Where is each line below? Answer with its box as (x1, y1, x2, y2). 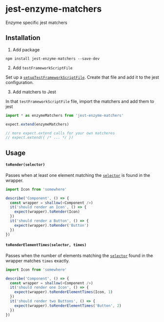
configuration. (5, 79, 34, 85)
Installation (5, 34, 41, 42)
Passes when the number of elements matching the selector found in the (5, 253, 153, 258)
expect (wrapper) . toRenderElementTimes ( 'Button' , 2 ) (14, 303, 122, 308)
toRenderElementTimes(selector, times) (5, 243, 87, 248)
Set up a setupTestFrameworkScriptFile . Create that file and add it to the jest (5, 74, 159, 80)
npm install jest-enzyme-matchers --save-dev (5, 56, 100, 61)
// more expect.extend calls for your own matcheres (5, 130, 115, 135)
